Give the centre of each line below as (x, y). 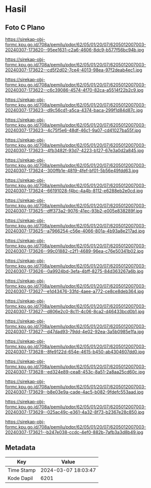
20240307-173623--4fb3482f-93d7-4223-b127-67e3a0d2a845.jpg (75, 150)
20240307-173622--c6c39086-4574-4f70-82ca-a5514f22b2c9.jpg (74, 90)
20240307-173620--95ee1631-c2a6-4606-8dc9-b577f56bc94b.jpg (75, 50)
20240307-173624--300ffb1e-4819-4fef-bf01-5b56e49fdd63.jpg (72, 170)
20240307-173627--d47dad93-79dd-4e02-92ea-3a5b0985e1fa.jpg (75, 331)
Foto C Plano (25, 27)
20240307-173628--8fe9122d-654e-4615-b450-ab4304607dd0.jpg (75, 352)
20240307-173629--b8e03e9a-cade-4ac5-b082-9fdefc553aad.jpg (74, 392)
